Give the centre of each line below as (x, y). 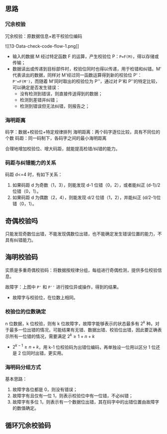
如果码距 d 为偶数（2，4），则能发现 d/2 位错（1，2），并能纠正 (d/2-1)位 (86, 197)
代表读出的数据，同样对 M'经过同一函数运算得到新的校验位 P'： (77, 75)
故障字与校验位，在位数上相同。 (45, 297)
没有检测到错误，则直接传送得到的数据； (61, 93)
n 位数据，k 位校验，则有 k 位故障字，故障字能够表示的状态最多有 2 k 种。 (80, 323)
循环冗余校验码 (28, 425)
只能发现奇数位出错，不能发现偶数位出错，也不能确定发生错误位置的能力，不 (83, 234)
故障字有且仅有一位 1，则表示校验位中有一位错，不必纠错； (73, 396)
